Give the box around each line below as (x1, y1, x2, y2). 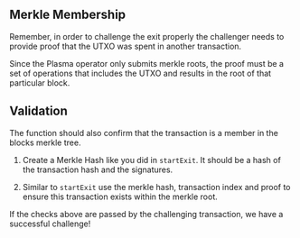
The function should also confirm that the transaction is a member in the (9, 127, 278, 138)
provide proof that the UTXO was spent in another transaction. (9, 41, 242, 51)
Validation (9, 104, 68, 119)
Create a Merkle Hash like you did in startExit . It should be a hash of (22, 154, 282, 165)
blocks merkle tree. (9, 137, 81, 148)
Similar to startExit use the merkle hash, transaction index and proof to (22, 181, 291, 192)
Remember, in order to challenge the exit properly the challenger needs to (9, 31, 285, 41)
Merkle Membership (9, 7, 127, 23)
